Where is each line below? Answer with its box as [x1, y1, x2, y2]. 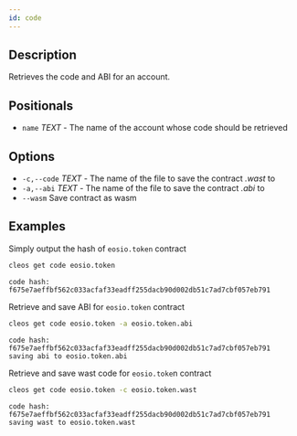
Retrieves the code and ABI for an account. [8, 71, 171, 82]
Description [8, 48, 77, 63]
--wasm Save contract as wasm [21, 193, 138, 204]
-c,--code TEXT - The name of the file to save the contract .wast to [21, 173, 276, 184]
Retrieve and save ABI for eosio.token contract [8, 301, 185, 312]
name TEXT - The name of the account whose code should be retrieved [21, 122, 289, 133]
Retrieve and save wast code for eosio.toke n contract [8, 367, 212, 378]
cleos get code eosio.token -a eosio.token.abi [8, 319, 194, 328]
